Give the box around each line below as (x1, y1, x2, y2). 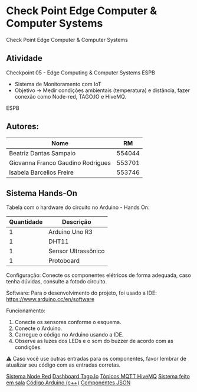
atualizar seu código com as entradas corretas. (6, 361, 121, 368)
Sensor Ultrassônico (48, 247, 105, 255)
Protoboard (48, 257, 80, 265)
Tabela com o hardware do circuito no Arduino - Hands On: (6, 204, 150, 211)
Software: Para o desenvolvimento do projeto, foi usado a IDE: (6, 289, 157, 296)
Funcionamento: (6, 307, 45, 314)
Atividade (6, 53, 42, 63)
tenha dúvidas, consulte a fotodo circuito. (6, 278, 107, 285)
